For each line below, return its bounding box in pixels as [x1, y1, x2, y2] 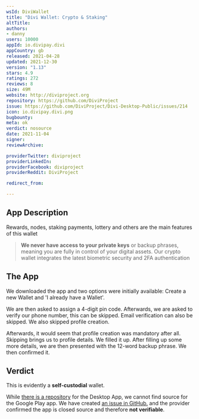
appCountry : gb [6, 48, 44, 54]
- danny [6, 31, 26, 37]
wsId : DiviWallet [6, 8, 49, 15]
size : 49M [6, 87, 31, 93]
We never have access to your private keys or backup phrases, [20, 241, 179, 249]
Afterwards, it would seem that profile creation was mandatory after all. [6, 329, 181, 337]
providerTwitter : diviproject [6, 153, 82, 159]
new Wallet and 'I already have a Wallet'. [6, 293, 105, 301]
